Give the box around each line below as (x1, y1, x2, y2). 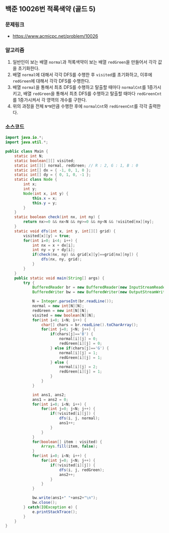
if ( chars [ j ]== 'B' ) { (50, 332, 94, 337)
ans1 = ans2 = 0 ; (32, 397, 69, 402)
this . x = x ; (32, 196, 57, 201)
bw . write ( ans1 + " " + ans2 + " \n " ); (32, 495, 98, 501)
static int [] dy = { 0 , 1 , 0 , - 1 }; (14, 172, 92, 178)
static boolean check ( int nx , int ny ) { (14, 215, 100, 220)
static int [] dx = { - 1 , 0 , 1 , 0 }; (14, 168, 92, 173)
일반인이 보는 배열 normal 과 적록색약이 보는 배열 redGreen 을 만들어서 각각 (12, 59, 157, 65)
